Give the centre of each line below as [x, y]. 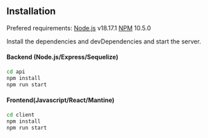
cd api [16, 72]
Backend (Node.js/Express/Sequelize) [63, 57]
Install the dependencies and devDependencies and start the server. [104, 41]
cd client [21, 115]
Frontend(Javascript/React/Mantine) [60, 100]
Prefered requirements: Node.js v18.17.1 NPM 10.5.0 [79, 28]
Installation [31, 11]
